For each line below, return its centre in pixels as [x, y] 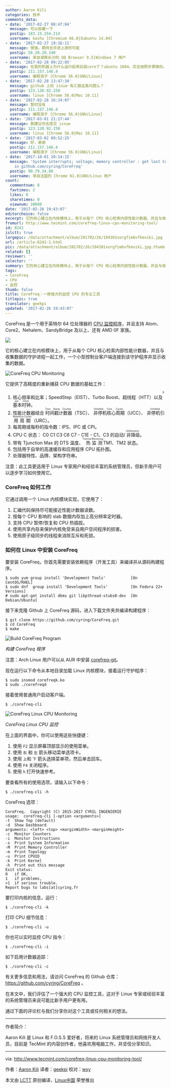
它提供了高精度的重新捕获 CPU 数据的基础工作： [56, 384]
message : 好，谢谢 [28, 143]
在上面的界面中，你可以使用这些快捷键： [48, 735]
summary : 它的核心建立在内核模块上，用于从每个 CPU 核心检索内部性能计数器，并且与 [84, 266]
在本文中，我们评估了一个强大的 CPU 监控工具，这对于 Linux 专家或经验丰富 [85, 994]
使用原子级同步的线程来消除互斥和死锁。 [55, 536]
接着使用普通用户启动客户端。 [36, 695]
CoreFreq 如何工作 [28, 487]
